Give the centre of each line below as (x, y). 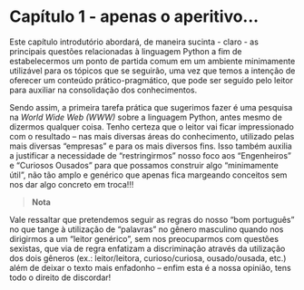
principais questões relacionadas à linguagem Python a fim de (126, 51)
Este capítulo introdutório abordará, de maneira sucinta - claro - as (134, 42)
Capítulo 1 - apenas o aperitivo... (134, 17)
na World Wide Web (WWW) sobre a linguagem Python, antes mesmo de (146, 117)
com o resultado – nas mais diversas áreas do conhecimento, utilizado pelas (152, 136)
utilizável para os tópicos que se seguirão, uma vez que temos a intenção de (152, 71)
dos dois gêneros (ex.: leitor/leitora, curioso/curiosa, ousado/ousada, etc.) (148, 258)
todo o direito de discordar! (60, 277)
